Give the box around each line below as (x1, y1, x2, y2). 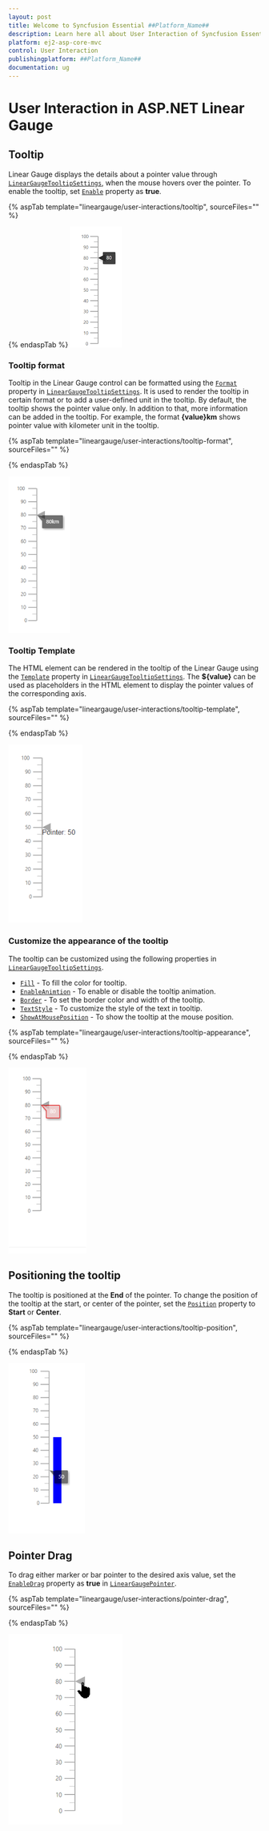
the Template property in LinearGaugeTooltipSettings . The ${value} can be (8, 672, 256, 682)
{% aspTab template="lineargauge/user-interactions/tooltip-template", (8, 704, 240, 714)
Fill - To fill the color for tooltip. (19, 978, 127, 987)
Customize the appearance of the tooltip (8, 935, 169, 946)
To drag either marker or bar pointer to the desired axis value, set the (8, 1570, 236, 1580)
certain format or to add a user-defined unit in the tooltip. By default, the (8, 395, 247, 405)
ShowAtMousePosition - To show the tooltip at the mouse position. (19, 1011, 235, 1022)
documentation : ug (8, 64, 70, 72)
